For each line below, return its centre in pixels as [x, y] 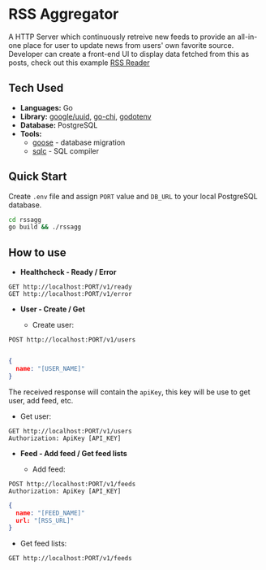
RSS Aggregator [64, 14]
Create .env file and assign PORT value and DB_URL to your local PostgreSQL [133, 196]
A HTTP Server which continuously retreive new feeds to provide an [122, 37]
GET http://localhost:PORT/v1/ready [70, 287]
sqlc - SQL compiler [66, 150]
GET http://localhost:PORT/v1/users [70, 431]
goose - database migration [79, 142]
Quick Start [38, 177]
